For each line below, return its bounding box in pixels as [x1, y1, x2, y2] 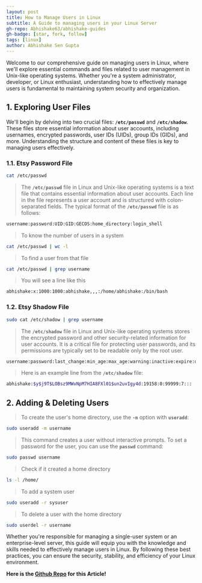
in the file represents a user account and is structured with [20, 196, 167, 203]
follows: [20, 209, 41, 216]
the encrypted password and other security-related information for [20, 334, 186, 341]
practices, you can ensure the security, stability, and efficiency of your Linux [6, 552, 196, 559]
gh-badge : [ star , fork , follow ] [6, 31, 87, 37]
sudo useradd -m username [6, 425, 71, 432]
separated [20, 203, 47, 210]
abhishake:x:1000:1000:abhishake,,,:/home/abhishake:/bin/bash [6, 288, 168, 295]
